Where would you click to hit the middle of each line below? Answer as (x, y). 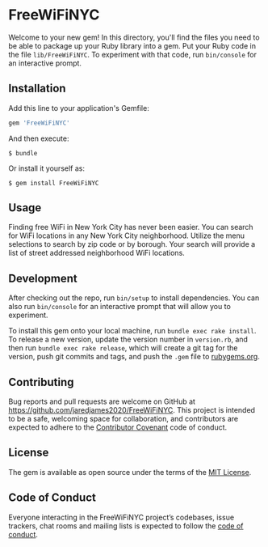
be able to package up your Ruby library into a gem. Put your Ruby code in (132, 45)
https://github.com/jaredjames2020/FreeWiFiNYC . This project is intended (132, 410)
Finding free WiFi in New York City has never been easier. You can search (131, 227)
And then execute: (39, 138)
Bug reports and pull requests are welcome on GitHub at (102, 401)
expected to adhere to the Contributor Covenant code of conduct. (118, 427)
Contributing (41, 382)
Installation (37, 89)
